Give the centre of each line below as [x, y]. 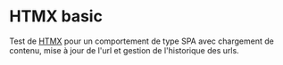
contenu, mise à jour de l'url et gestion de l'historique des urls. [124, 50]
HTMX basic [56, 16]
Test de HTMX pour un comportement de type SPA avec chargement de [141, 41]
